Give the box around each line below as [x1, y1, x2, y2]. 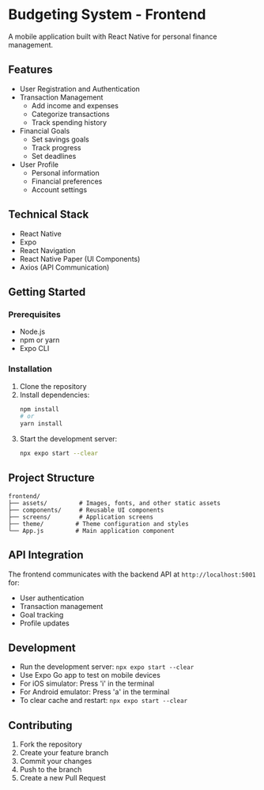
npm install [19, 405, 59, 413]
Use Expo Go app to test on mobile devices [19, 671, 160, 680]
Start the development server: [19, 434, 118, 444]
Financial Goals [19, 126, 70, 135]
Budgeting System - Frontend [8, 6, 206, 24]
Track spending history [31, 117, 107, 127]
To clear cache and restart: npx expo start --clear [19, 696, 188, 705]
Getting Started [8, 285, 86, 298]
